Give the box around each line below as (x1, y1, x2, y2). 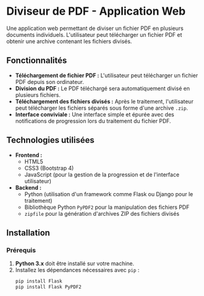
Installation (6, 227, 50, 238)
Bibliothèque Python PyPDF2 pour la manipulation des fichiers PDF (24, 203, 190, 211)
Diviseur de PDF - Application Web (6, 4, 186, 18)
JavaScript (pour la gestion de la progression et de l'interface (24, 170, 179, 178)
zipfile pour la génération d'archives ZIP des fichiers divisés (24, 210, 179, 217)
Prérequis (6, 246, 36, 254)
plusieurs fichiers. (15, 91, 61, 99)
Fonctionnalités (6, 55, 67, 66)
